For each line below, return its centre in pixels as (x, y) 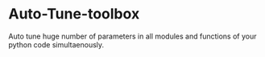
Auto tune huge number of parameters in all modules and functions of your (132, 36)
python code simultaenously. (56, 44)
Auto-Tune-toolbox (74, 14)
